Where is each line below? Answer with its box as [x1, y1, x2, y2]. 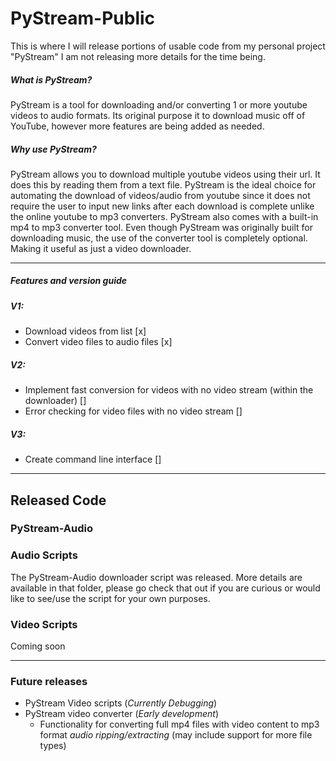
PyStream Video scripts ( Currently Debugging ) [24, 697, 218, 709]
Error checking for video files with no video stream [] [24, 405, 243, 417]
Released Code [10, 492, 107, 509]
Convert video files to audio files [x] [24, 336, 173, 348]
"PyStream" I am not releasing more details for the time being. [10, 50, 266, 62]
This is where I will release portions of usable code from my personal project [10, 40, 326, 52]
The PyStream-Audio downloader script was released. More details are [10, 571, 303, 583]
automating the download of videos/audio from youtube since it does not [10, 189, 311, 201]
